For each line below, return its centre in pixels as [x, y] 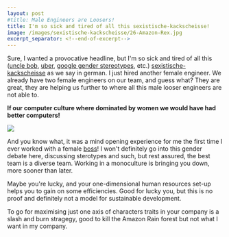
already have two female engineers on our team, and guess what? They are [114, 80]
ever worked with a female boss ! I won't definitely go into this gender [105, 149]
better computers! [34, 115]
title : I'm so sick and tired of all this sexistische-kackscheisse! [109, 26]
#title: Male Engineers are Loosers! [61, 20]
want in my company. [37, 226]
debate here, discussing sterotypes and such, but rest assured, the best [109, 156]
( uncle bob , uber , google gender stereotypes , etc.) [79, 66]
